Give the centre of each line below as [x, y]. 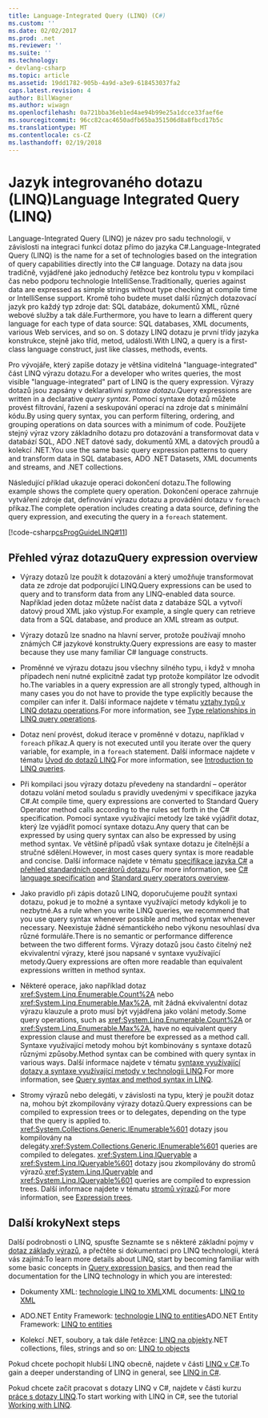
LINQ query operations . [58, 719]
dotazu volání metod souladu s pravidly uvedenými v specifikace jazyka [138, 793]
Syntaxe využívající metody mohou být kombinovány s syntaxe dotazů [136, 1046]
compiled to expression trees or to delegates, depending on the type [133, 1112]
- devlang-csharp [37, 68]
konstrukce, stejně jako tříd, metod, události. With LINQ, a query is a [119, 341]
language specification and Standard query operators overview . [125, 878]
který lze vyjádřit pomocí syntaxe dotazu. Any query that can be [124, 827]
